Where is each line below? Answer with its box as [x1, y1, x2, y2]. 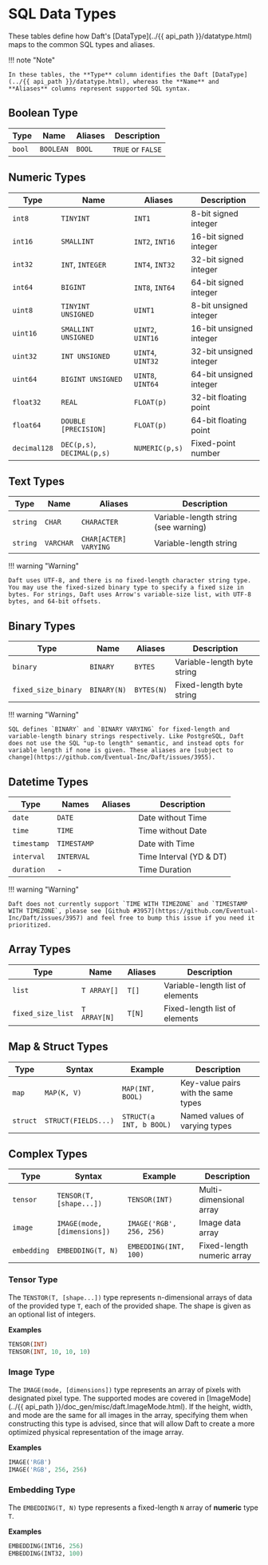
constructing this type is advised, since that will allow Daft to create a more [8, 1419, 255, 1428]
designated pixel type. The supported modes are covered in [8, 1393, 205, 1403]
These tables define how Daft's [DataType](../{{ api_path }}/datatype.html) [8, 31, 253, 41]
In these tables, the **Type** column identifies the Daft [8, 70, 209, 78]
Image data [199, 1217, 242, 1229]
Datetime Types [8, 775, 89, 788]
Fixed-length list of [164, 1003, 236, 1014]
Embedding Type [8, 1484, 76, 1495]
